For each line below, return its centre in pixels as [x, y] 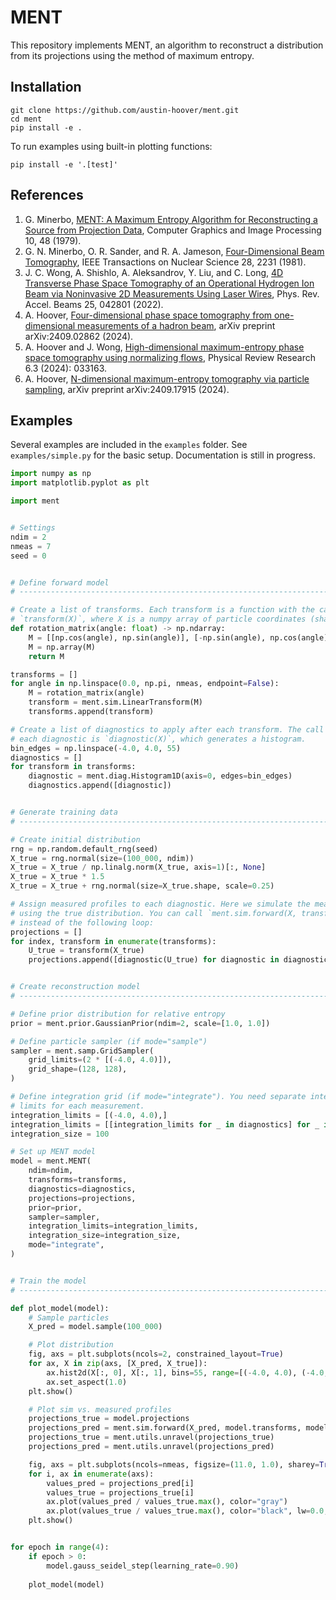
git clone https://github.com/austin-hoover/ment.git [125, 110]
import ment [35, 501]
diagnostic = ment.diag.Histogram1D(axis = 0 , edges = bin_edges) [160, 776]
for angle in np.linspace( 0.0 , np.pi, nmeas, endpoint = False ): [145, 684]
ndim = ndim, [51, 1171]
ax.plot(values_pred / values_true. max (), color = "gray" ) [167, 1502]
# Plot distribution [71, 1345]
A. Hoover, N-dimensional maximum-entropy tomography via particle [167, 378]
